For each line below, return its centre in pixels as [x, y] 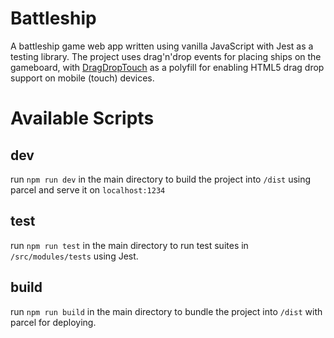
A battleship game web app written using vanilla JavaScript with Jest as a [162, 46]
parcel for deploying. [53, 322]
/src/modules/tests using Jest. [74, 256]
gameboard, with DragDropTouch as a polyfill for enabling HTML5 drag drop [167, 67]
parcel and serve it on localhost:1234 [88, 189]
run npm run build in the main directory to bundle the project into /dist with [166, 311]
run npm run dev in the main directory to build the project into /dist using [161, 179]
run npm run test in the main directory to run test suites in [129, 245]
